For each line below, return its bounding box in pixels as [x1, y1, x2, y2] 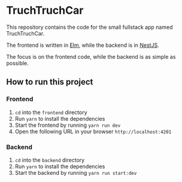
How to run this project [6, 77, 93, 87]
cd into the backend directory [14, 156, 85, 163]
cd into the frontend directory [14, 109, 88, 116]
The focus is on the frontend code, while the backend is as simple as [6, 53, 176, 60]
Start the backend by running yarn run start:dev [14, 169, 137, 176]
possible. [6, 59, 29, 67]
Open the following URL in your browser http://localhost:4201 [14, 127, 172, 135]
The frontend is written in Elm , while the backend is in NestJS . [6, 41, 160, 49]
